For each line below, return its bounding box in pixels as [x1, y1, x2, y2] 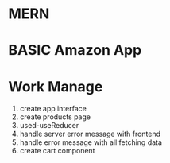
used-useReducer [19, 121, 79, 130]
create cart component [19, 146, 95, 156]
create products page [19, 112, 91, 122]
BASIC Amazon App [8, 41, 142, 60]
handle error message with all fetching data [19, 138, 163, 147]
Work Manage [8, 77, 103, 95]
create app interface [19, 104, 87, 114]
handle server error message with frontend [19, 129, 161, 139]
